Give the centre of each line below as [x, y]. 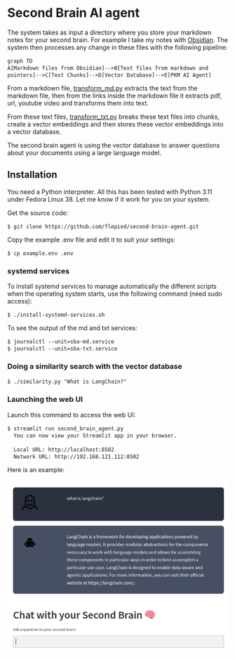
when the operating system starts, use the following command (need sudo [115, 294]
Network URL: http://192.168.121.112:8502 [76, 457]
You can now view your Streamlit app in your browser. [95, 436]
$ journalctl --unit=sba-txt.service [62, 349]
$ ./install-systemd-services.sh [56, 315]
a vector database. [34, 131]
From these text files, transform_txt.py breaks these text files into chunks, [113, 117]
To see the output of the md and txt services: [73, 328]
